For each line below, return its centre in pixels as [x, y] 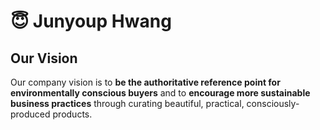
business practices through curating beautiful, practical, [127, 103]
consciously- [273, 103]
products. [72, 114]
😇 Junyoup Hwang [91, 21]
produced [30, 114]
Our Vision [44, 58]
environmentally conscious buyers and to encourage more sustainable [160, 93]
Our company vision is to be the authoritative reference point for [145, 82]
